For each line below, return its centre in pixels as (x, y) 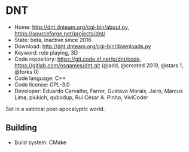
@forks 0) (27, 71)
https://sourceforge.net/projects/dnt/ (60, 33)
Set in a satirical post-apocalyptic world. (55, 109)
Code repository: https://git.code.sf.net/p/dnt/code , (78, 59)
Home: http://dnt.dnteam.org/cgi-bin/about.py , (72, 27)
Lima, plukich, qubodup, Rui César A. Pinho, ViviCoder (81, 97)
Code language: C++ (40, 78)
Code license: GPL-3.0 (42, 84)
